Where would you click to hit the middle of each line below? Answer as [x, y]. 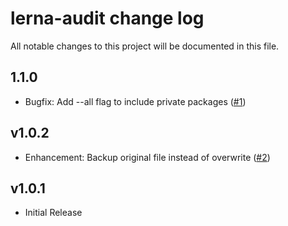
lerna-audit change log [107, 18]
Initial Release [53, 213]
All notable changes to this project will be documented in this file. [145, 46]
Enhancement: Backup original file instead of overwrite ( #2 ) [147, 157]
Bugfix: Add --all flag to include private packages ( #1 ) [135, 101]
